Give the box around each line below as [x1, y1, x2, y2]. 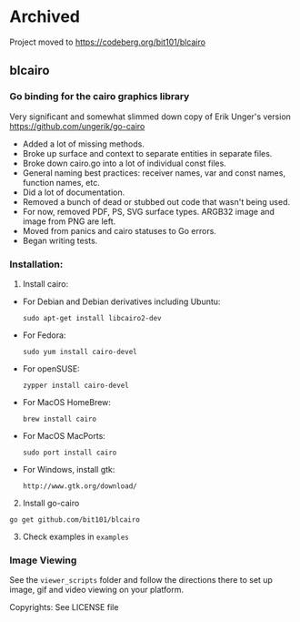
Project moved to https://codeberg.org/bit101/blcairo [9, 36, 206, 47]
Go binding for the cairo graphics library [9, 90, 190, 103]
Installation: [9, 258, 64, 270]
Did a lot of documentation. [22, 187, 125, 198]
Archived [9, 6, 80, 27]
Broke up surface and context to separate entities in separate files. [22, 148, 273, 158]
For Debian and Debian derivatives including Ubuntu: [22, 296, 221, 307]
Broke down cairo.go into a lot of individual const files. [22, 158, 227, 168]
